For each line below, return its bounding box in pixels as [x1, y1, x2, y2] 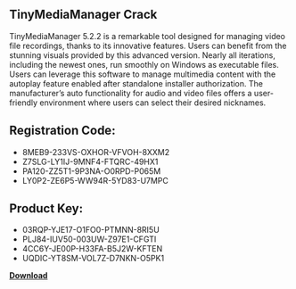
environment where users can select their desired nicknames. [39, 97, 267, 108]
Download [9, 270, 48, 281]
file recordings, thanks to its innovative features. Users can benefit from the [9, 40, 287, 51]
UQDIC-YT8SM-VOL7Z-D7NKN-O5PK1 [21, 253, 165, 264]
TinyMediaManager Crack [9, 7, 158, 22]
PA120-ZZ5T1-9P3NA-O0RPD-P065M [21, 165, 161, 177]
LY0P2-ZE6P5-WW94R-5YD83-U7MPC [21, 175, 169, 186]
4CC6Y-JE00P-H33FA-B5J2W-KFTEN [21, 244, 163, 254]
